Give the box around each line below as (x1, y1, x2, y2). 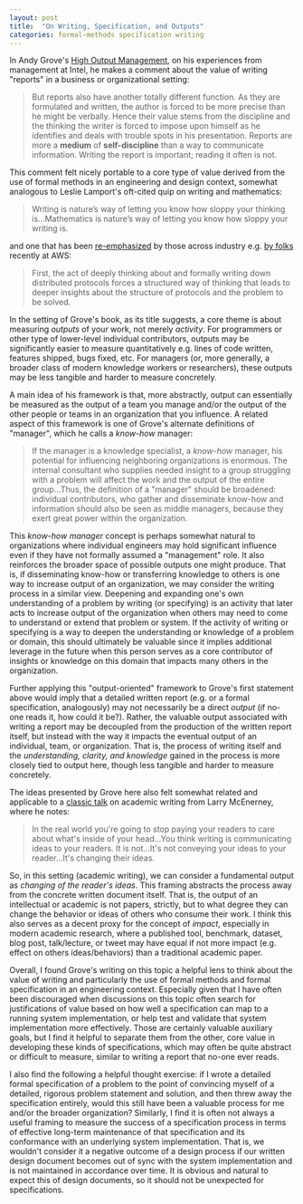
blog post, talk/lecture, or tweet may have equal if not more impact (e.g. (9, 938, 277, 949)
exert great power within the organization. (31, 513, 188, 524)
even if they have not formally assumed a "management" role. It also (9, 550, 265, 561)
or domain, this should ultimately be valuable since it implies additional (9, 636, 272, 648)
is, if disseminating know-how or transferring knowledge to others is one (9, 569, 280, 580)
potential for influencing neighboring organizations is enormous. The (31, 455, 288, 467)
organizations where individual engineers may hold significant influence (9, 540, 278, 551)
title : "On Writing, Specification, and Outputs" (9, 22, 204, 31)
